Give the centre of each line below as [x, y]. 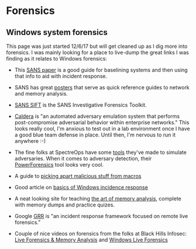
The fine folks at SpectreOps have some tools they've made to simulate [101, 152]
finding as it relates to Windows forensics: [56, 59]
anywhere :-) [30, 141]
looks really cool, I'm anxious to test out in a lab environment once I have [102, 129]
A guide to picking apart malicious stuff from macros [78, 176]
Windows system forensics [57, 32]
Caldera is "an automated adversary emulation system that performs [97, 116]
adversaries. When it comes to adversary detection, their [83, 158]
